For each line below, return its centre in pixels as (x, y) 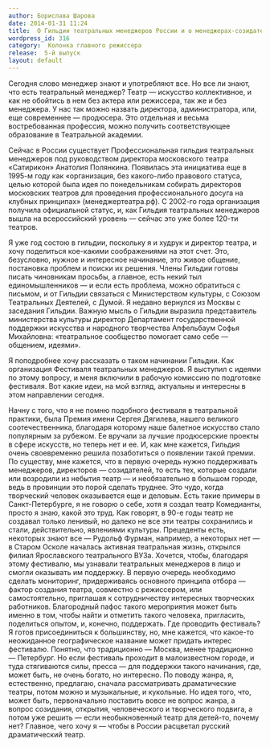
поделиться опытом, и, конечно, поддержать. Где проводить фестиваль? (135, 623)
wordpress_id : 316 (39, 38)
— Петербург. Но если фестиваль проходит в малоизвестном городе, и (131, 657)
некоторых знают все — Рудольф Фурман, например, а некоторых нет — (134, 538)
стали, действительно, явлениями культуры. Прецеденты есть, (117, 529)
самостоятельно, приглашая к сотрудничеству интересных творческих (131, 598)
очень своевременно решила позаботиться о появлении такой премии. (132, 453)
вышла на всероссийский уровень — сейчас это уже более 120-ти (123, 218)
